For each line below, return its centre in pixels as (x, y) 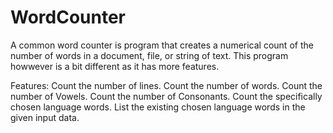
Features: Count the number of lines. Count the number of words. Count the (166, 85)
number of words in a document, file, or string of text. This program (149, 55)
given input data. (45, 117)
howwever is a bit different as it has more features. (115, 66)
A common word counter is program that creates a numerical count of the (162, 45)
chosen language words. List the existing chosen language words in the (158, 107)
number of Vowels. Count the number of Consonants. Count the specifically (166, 96)
